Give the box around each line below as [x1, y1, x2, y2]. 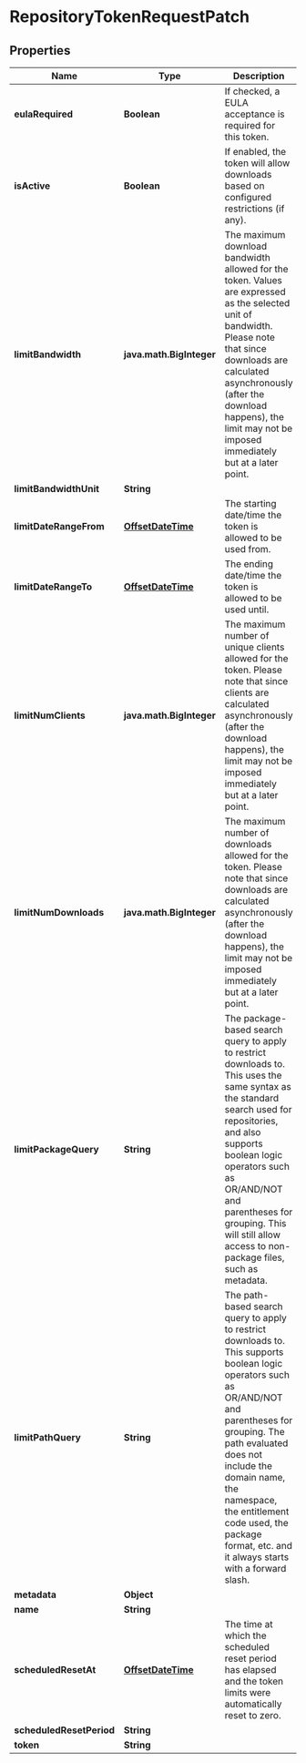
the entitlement [224, 1505, 290, 1518]
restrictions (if [224, 202, 285, 215]
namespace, [224, 1494, 278, 1506]
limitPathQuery [14, 1431, 82, 1443]
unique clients [224, 641, 285, 653]
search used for [224, 1103, 292, 1115]
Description [232, 70, 285, 82]
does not [224, 1449, 262, 1461]
